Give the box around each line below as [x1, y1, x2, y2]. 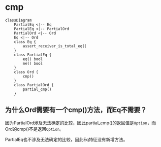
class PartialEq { [14, 52, 52, 57]
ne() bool [23, 61, 43, 66]
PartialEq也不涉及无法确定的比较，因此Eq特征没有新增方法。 [5, 136, 128, 142]
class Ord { [14, 70, 38, 74]
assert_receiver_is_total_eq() [23, 43, 87, 48]
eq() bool [23, 56, 43, 62]
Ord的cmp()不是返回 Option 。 [5, 126, 64, 132]
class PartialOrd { [14, 82, 54, 87]
